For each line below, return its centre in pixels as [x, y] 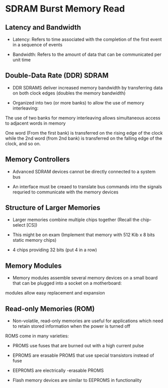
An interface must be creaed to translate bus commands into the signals [87, 186]
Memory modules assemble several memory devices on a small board [85, 278]
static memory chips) [34, 240]
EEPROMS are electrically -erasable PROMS [58, 370]
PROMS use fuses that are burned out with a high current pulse [78, 346]
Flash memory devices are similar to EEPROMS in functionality [77, 380]
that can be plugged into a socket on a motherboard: [67, 283]
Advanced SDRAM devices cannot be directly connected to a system [84, 171]
